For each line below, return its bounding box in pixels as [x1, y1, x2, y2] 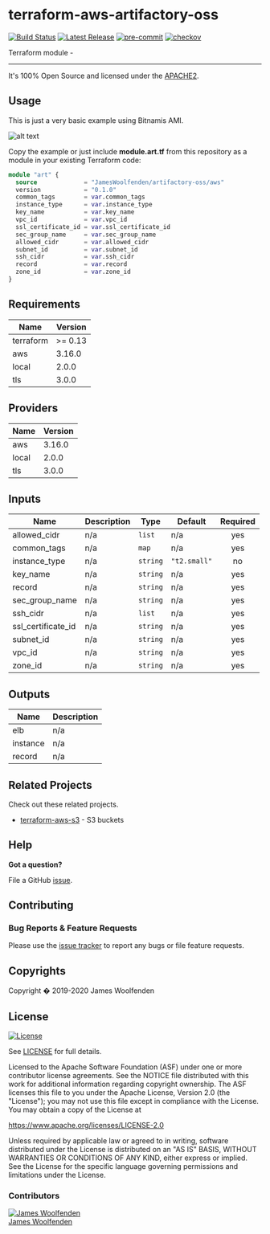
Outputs [8, 687, 51, 701]
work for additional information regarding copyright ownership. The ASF [8, 1079, 247, 1089]
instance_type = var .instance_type [15, 201, 153, 209]
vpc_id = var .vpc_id [15, 215, 128, 223]
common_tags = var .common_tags [15, 193, 146, 202]
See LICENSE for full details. [8, 1047, 102, 1056]
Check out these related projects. [8, 799, 119, 809]
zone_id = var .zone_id [15, 268, 131, 276]
